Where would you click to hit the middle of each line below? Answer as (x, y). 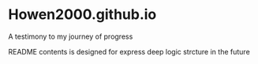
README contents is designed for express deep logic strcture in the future (129, 51)
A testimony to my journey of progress (71, 36)
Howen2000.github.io (82, 15)
